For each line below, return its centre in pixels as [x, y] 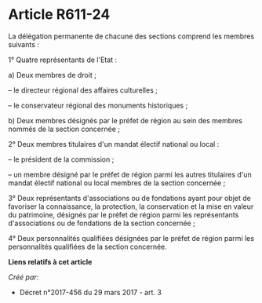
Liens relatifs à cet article [50, 261]
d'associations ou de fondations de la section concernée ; [102, 223]
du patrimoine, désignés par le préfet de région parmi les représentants [124, 214]
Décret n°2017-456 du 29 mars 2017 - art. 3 [91, 292]
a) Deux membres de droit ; [52, 75]
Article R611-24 [59, 15]
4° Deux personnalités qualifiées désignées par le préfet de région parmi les [131, 238]
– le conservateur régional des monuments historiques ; [98, 105]
